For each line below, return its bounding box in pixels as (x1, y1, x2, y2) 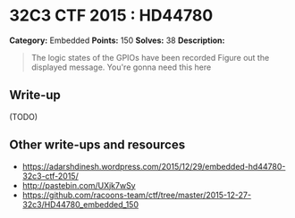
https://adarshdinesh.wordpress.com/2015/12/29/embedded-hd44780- (21, 161, 286, 172)
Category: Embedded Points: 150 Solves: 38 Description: (9, 35, 225, 46)
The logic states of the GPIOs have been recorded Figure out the (30, 52, 270, 63)
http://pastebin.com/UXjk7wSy (21, 180, 136, 190)
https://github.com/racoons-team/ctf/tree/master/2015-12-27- (21, 189, 252, 200)
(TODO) (9, 111, 38, 122)
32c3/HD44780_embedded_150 (21, 198, 139, 210)
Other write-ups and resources (9, 138, 186, 153)
